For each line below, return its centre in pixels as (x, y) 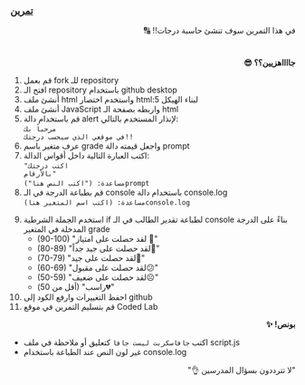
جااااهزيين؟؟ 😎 (270, 63)
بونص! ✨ (281, 324)
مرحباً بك (40, 130)
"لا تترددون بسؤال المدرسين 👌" (242, 371)
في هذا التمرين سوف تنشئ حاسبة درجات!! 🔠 (220, 31)
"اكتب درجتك (46, 166)
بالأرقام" (40, 174)
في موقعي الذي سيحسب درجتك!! (78, 137)
